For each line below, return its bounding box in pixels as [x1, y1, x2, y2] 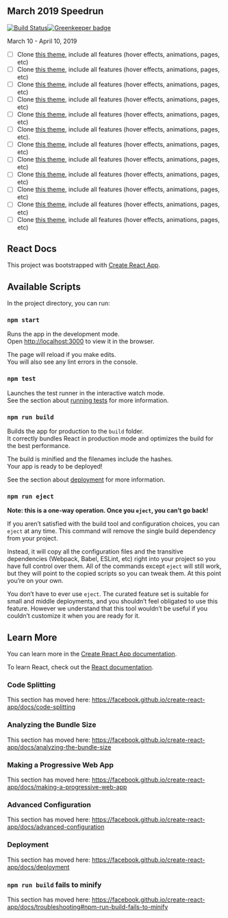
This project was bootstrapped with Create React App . [7, 261, 161, 269]
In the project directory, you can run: [7, 299, 110, 308]
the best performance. [7, 442, 71, 450]
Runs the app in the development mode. [7, 330, 120, 338]
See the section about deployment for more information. [7, 475, 166, 484]
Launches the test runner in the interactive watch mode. [7, 388, 166, 397]
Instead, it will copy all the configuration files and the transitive [7, 547, 183, 556]
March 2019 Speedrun [7, 5, 104, 17]
